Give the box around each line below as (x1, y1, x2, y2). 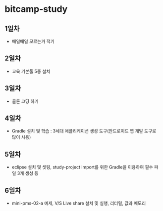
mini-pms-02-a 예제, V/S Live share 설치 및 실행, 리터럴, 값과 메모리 (11, 200, 146, 206)
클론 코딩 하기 (11, 98, 39, 104)
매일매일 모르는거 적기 (11, 39, 55, 44)
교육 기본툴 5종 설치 (11, 68, 51, 74)
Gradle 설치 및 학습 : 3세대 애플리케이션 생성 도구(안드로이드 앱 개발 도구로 (11, 128, 157, 134)
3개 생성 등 (17, 170, 39, 176)
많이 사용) (11, 134, 31, 140)
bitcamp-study (4, 3, 68, 15)
